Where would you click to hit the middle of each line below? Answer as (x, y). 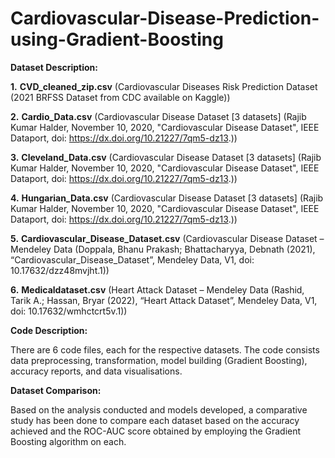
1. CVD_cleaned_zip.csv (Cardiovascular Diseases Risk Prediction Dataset (164, 86)
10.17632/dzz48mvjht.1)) (60, 270)
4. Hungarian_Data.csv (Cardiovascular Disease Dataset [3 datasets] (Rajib (167, 198)
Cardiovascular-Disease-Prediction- (165, 18)
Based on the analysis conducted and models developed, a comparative (159, 409)
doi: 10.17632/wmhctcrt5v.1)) (69, 311)
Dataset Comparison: (56, 390)
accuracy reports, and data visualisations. (96, 371)
